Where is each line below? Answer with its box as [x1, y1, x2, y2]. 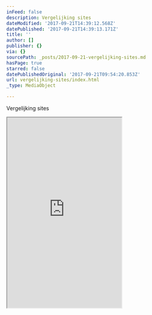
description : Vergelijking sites [6, 15, 92, 21]
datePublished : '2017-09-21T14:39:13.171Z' [6, 26, 119, 32]
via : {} [6, 49, 26, 55]
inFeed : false [6, 9, 43, 15]
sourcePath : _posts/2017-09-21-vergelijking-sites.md [6, 54, 147, 60]
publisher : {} [6, 43, 43, 49]
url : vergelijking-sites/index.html [6, 77, 100, 83]
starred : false [6, 65, 45, 72]
